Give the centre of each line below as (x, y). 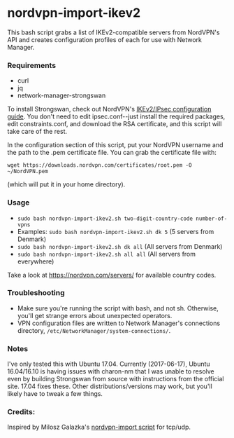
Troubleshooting (36, 293)
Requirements (32, 65)
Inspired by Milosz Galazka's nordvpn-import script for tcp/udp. (99, 427)
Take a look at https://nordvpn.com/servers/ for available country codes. (112, 275)
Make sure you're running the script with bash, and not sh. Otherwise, (118, 308)
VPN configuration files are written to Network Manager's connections (119, 323)
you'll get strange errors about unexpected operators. (95, 315)
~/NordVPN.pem (28, 172)
